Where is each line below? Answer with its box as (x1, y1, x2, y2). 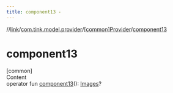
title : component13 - (6, 9, 62, 15)
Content (6, 74, 27, 81)
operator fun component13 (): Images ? (6, 80, 102, 87)
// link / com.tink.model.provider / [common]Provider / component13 (6, 26, 167, 33)
